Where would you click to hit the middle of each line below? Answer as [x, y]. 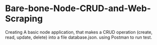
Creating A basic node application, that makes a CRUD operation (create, [79, 32]
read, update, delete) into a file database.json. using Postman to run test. [78, 37]
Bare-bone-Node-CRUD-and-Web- [78, 8]
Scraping [24, 19]
